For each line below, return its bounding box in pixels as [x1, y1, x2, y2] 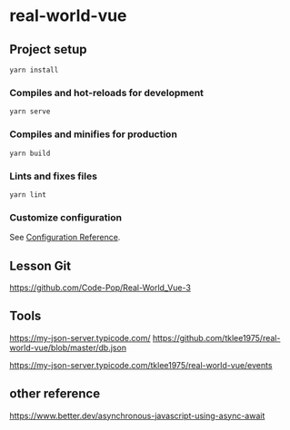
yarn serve [9, 107, 51, 116]
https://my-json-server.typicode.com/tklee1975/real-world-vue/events [9, 359, 273, 370]
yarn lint [9, 190, 47, 200]
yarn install [9, 65, 59, 74]
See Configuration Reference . [9, 232, 121, 243]
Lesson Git [9, 258, 71, 273]
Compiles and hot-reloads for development [9, 86, 205, 99]
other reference [9, 386, 101, 402]
